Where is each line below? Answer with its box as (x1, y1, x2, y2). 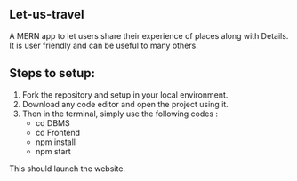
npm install (35, 137, 76, 147)
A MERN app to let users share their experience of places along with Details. (9, 30, 289, 41)
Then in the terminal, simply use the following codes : (21, 108, 219, 119)
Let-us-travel (9, 7, 84, 22)
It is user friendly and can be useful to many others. (9, 40, 198, 51)
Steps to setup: (9, 66, 96, 81)
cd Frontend (35, 127, 81, 138)
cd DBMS (35, 117, 70, 128)
